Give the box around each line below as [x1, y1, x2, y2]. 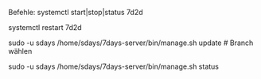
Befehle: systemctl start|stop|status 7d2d [8, 8, 143, 17]
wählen [8, 47, 33, 55]
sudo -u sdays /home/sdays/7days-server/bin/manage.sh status [8, 62, 220, 71]
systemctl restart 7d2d [8, 23, 82, 32]
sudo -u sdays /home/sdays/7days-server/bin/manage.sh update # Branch [8, 38, 254, 47]
